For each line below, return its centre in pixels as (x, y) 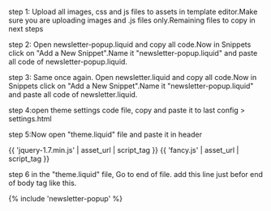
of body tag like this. (43, 183)
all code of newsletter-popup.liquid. (68, 61)
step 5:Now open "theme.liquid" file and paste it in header (105, 134)
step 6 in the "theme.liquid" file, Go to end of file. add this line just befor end (136, 174)
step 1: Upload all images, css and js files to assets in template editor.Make (133, 12)
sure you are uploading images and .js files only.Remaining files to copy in (132, 20)
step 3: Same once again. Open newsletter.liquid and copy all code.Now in (133, 77)
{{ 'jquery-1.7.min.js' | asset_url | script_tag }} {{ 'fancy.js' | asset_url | (124, 150)
